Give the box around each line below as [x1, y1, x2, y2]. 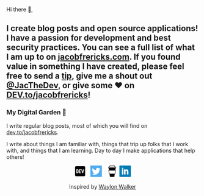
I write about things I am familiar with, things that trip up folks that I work [6, 140, 188, 147]
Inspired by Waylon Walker [69, 183, 136, 190]
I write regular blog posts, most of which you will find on [6, 122, 148, 129]
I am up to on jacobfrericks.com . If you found [6, 52, 181, 62]
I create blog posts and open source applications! [6, 23, 199, 33]
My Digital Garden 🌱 [6, 108, 67, 117]
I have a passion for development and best [6, 33, 171, 43]
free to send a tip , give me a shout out [6, 71, 153, 82]
